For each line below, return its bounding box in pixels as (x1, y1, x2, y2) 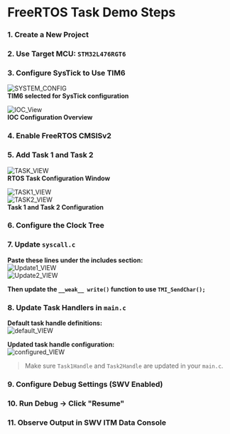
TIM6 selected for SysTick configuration (7, 92, 129, 100)
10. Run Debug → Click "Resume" (7, 398, 125, 408)
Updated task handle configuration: (7, 340, 115, 349)
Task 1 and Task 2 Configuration (7, 202, 104, 211)
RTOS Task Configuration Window (7, 174, 111, 182)
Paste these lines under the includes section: (7, 256, 143, 264)
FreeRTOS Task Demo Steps (7, 4, 176, 21)
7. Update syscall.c (7, 239, 76, 249)
